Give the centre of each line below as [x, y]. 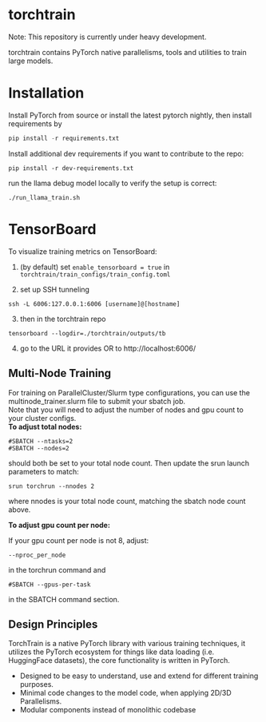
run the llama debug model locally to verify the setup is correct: [113, 183]
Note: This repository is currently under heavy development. [107, 37]
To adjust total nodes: [45, 426]
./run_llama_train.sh [44, 197]
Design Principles [53, 624]
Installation [46, 93]
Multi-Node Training [60, 373]
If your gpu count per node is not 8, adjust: [79, 540]
